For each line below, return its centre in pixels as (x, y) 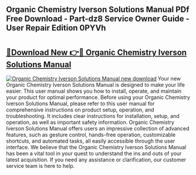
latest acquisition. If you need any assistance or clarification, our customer (96, 160)
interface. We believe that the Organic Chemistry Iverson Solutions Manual (96, 147)
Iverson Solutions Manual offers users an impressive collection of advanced (98, 128)
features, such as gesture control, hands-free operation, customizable (91, 135)
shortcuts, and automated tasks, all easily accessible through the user (91, 141)
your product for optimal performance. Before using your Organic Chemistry (98, 97)
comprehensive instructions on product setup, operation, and (80, 110)
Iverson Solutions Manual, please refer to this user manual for (80, 103)
